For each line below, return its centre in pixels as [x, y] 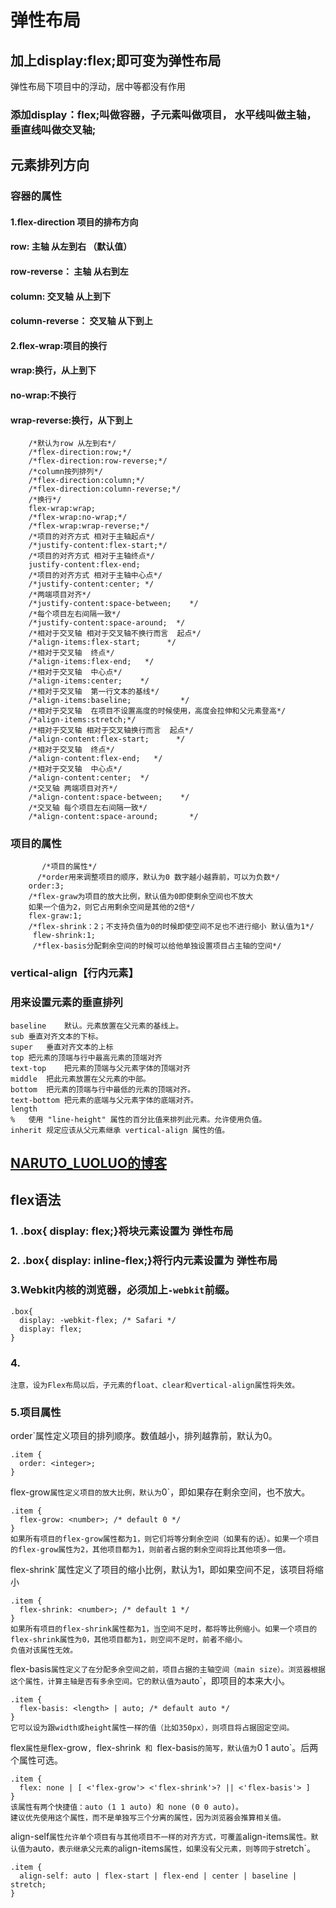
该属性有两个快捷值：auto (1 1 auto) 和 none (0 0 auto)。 [126, 1807]
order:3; [46, 886]
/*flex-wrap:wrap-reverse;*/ [89, 526]
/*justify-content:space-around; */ [107, 623]
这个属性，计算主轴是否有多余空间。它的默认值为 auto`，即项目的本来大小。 [150, 1681]
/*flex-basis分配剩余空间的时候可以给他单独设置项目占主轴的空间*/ [157, 946]
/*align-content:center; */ [89, 778]
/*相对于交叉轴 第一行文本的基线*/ [94, 692]
